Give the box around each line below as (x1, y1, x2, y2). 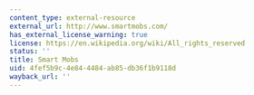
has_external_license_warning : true (9, 30, 148, 39)
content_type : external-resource (9, 13, 136, 23)
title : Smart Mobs (9, 55, 79, 64)
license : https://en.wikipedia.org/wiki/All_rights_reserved (9, 38, 246, 48)
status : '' (9, 47, 51, 56)
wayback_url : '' (9, 72, 71, 81)
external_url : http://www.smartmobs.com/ (9, 22, 169, 31)
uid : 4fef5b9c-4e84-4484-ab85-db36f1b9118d (9, 64, 177, 73)
